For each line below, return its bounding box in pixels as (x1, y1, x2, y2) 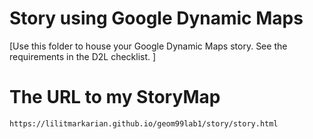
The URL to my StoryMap (9, 86, 221, 109)
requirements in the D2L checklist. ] (9, 50, 157, 62)
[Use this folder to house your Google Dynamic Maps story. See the (9, 40, 288, 52)
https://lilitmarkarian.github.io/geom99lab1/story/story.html (9, 118, 279, 129)
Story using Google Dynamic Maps (9, 7, 304, 30)
